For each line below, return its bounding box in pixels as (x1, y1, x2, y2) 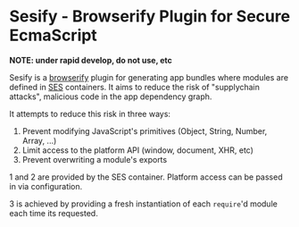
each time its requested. (9, 207, 98, 218)
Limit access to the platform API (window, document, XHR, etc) (21, 145, 254, 156)
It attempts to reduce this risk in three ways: (9, 108, 171, 119)
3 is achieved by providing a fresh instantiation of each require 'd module (9, 198, 278, 209)
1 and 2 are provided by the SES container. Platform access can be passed (9, 172, 283, 182)
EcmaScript (9, 25, 98, 46)
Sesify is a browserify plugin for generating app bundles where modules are (9, 71, 288, 82)
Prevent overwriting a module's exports (21, 154, 168, 164)
